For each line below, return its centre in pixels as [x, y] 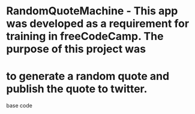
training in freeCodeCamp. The [85, 36]
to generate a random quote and [88, 76]
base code [19, 106]
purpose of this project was [76, 49]
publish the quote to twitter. [77, 89]
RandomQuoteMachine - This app [92, 11]
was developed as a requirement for [98, 24]
